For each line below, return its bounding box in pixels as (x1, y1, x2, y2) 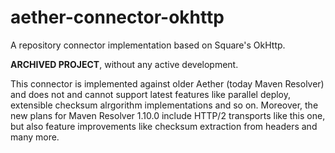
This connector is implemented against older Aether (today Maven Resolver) (10, 77, 325, 90)
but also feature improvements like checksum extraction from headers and (10, 120, 318, 132)
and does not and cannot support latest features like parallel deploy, (10, 88, 291, 100)
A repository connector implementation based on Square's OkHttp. (10, 39, 286, 51)
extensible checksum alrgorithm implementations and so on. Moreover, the (10, 99, 319, 111)
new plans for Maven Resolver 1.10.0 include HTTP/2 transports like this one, (10, 109, 326, 121)
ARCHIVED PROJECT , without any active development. (10, 58, 239, 70)
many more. (10, 131, 60, 143)
